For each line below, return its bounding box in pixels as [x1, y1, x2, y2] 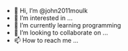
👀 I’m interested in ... [13, 14, 73, 22]
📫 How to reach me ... [13, 37, 79, 44]
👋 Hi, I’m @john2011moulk [13, 7, 88, 14]
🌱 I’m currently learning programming [13, 21, 122, 29]
